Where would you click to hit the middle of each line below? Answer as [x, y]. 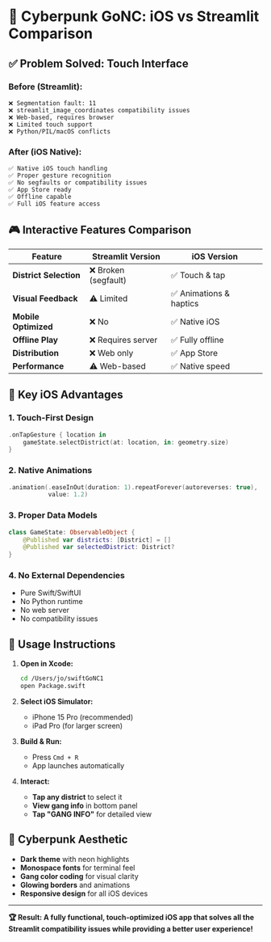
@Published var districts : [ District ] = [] [97, 540]
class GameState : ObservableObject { [72, 532]
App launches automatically [78, 766]
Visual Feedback [45, 298]
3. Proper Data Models [53, 515]
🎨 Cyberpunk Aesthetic [68, 840]
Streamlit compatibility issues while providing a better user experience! [131, 928]
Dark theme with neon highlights [75, 859]
